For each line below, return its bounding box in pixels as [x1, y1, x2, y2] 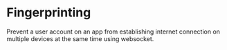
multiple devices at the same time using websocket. [6, 34, 154, 42]
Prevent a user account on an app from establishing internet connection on [6, 27, 221, 36]
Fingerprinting [6, 5, 91, 21]
